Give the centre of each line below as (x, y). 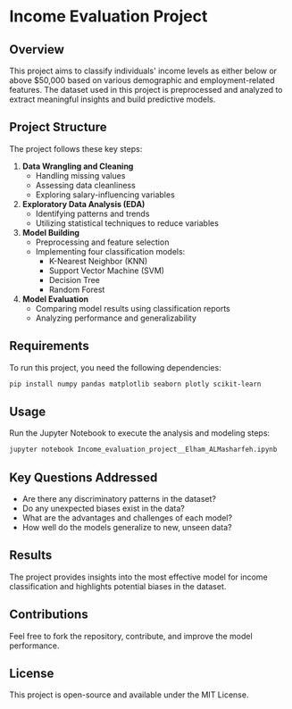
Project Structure (58, 127)
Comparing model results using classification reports (133, 308)
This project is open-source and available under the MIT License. (129, 695)
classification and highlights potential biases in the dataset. (118, 586)
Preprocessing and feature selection (102, 242)
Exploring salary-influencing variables (105, 195)
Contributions (49, 615)
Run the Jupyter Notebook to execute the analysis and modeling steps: (140, 433)
